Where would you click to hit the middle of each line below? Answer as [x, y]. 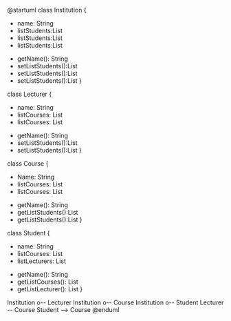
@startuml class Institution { [47, 10]
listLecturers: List [42, 261]
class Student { [29, 233]
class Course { [28, 164]
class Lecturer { [30, 94]
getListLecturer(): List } [50, 289]
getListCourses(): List [47, 282]
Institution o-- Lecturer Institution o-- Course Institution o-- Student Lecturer [115, 302]
